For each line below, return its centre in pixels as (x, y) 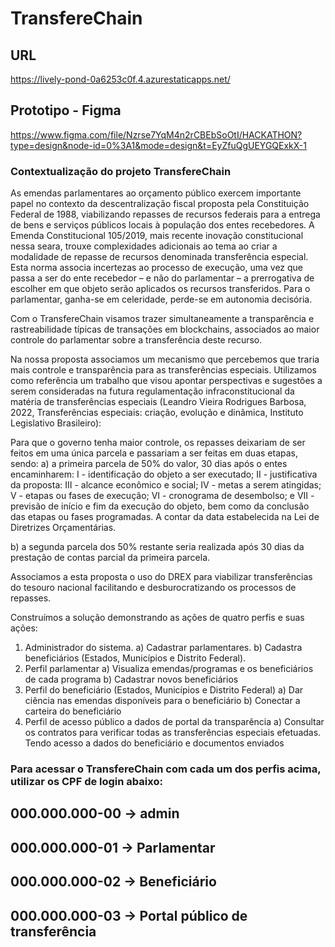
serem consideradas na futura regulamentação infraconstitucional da (152, 391)
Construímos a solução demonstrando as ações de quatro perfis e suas (157, 618)
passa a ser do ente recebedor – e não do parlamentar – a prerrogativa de (162, 278)
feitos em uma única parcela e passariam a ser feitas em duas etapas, (154, 453)
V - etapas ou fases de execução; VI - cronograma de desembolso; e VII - (162, 496)
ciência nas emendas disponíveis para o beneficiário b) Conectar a (162, 701)
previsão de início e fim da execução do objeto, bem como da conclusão (160, 506)
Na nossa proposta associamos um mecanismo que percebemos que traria (165, 359)
